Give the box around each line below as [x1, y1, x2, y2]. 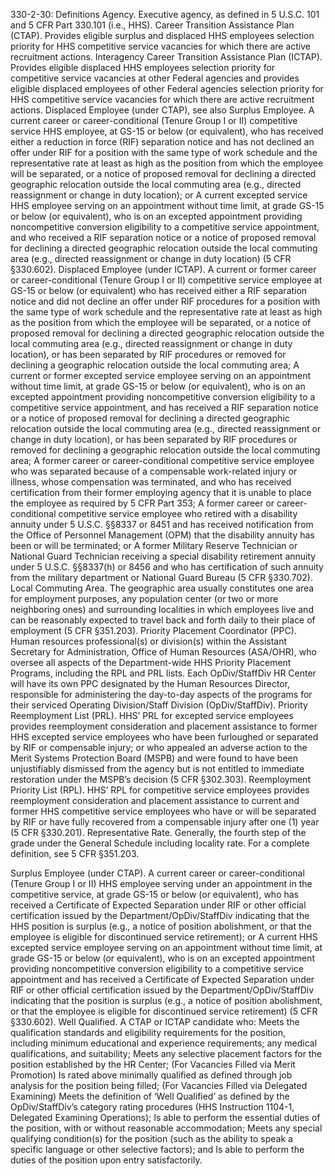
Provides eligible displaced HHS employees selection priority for [10, 62, 276, 73]
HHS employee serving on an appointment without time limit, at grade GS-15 [10, 200, 325, 211]
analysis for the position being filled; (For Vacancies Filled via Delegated [10, 1080, 308, 1091]
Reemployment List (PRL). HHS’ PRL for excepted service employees [10, 710, 294, 721]
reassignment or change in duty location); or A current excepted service [10, 189, 308, 201]
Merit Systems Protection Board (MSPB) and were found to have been [10, 752, 299, 764]
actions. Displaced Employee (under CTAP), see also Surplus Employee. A [10, 104, 315, 116]
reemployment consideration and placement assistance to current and [10, 795, 300, 806]
